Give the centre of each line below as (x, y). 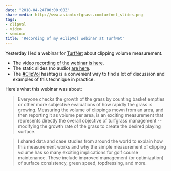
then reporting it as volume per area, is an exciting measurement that (91, 115)
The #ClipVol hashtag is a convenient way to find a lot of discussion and (89, 74)
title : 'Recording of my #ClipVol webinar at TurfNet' (65, 39)
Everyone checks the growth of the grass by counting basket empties (91, 99)
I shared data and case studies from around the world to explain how (90, 141)
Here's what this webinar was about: (44, 89)
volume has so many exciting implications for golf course (78, 152)
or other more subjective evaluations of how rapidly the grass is (85, 104)
